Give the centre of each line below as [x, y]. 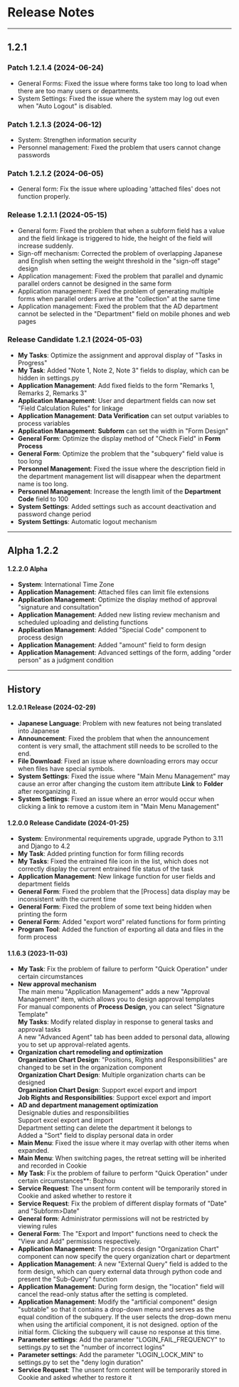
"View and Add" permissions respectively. [79, 1241]
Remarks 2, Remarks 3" [52, 393]
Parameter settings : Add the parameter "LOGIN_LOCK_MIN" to [111, 1355]
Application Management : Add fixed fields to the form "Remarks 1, [116, 385]
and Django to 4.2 [44, 846]
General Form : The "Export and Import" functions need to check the [118, 1234]
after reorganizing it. [47, 791]
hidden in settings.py [48, 377]
